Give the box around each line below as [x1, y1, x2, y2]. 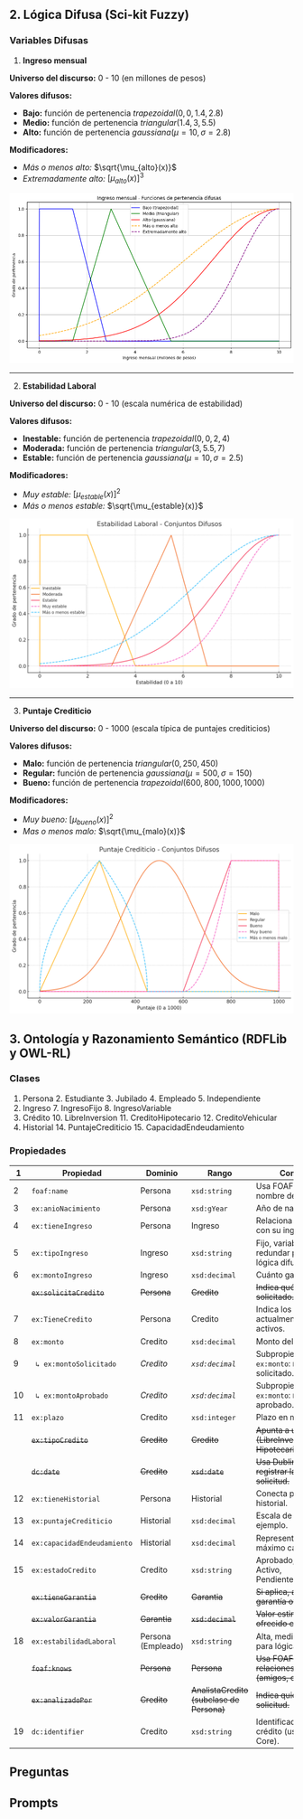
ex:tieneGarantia [31, 1593, 96, 1602]
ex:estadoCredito [31, 1566, 96, 1575]
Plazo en [255, 1412, 289, 1423]
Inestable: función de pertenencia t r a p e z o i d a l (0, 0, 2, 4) [22, 433, 231, 444]
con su [255, 1225, 281, 1236]
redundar [255, 1247, 290, 1258]
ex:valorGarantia [31, 1615, 96, 1624]
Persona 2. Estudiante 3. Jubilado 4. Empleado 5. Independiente [22, 1093, 262, 1104]
